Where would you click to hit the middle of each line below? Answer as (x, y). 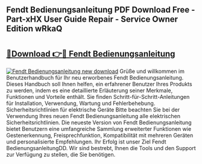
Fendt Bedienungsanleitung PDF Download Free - (101, 10)
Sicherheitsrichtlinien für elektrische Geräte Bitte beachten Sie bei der (93, 110)
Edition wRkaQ (34, 29)
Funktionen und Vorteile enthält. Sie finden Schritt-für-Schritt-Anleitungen (98, 97)
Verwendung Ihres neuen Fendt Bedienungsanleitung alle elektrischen (93, 116)
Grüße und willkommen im (152, 71)
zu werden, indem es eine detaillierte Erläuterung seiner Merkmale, (90, 90)
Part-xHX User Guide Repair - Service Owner (92, 20)
